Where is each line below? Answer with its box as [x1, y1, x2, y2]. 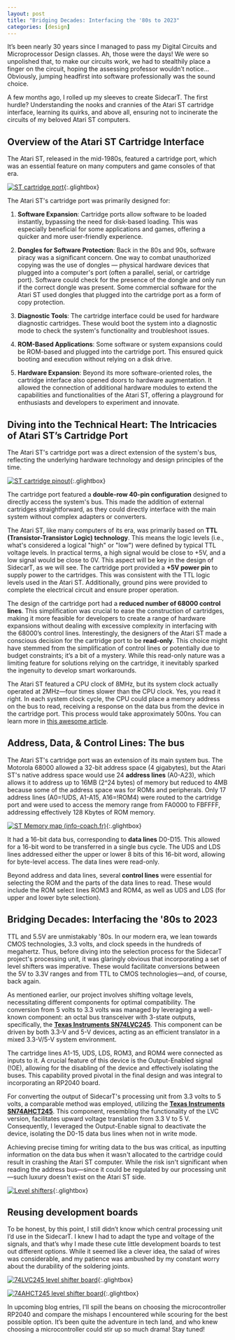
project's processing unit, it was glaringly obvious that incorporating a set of [7, 954, 227, 963]
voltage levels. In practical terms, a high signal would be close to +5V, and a [7, 548, 226, 557]
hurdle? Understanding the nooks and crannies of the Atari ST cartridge [7, 101, 214, 109]
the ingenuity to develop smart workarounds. [7, 666, 137, 675]
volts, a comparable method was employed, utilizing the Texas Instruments [7, 1099, 225, 1107]
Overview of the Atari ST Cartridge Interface [7, 136, 205, 148]
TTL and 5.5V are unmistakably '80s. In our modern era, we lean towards [7, 932, 218, 941]
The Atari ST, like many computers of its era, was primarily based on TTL [7, 526, 218, 534]
